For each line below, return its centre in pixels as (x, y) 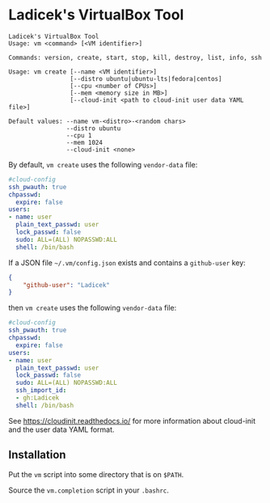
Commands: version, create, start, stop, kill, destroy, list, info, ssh (135, 57)
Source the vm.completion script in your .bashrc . (89, 490)
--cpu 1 (79, 135)
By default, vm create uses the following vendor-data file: (103, 164)
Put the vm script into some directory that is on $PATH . (96, 474)
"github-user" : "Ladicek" (67, 285)
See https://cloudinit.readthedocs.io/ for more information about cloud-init (132, 421)
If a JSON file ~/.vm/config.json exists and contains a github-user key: (127, 262)
